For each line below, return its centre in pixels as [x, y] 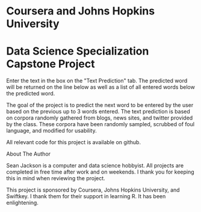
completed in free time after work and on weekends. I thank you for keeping [100, 172]
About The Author [29, 154]
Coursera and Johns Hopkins [81, 11]
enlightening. [23, 203]
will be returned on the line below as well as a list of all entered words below [101, 87]
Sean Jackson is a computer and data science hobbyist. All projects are [95, 166]
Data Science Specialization [78, 51]
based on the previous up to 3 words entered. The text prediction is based [98, 112]
